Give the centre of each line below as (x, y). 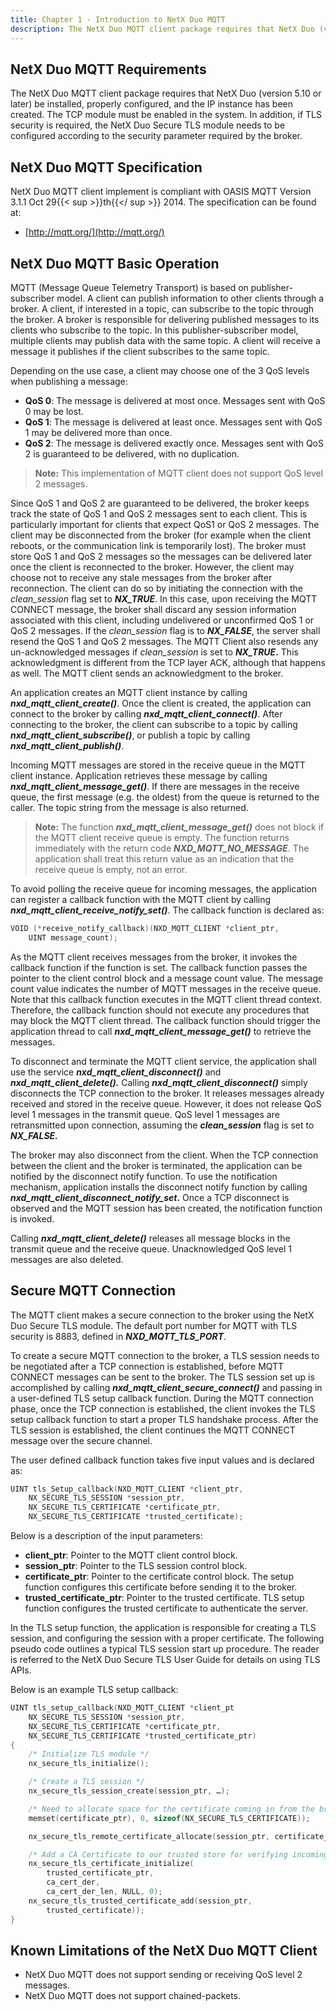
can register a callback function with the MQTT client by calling (141, 899)
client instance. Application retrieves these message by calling (139, 775)
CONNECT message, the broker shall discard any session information (153, 609)
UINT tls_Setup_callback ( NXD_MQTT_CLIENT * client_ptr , (127, 1489)
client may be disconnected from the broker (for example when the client (161, 535)
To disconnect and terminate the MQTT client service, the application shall (163, 1061)
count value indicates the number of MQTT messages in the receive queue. (166, 988)
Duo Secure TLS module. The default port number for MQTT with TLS (154, 1325)
